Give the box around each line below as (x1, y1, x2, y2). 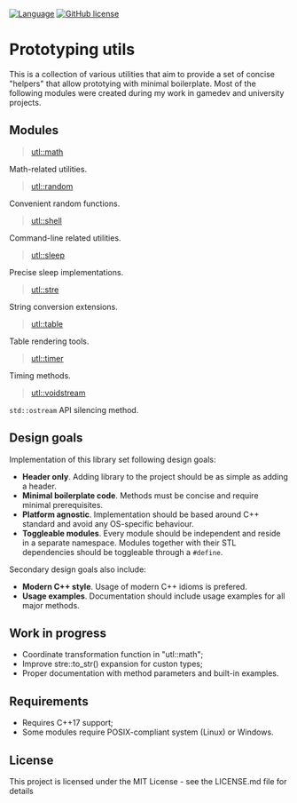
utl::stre (30, 284, 59, 295)
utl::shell (30, 215, 62, 226)
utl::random (30, 180, 74, 191)
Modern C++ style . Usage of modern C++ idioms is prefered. (21, 581, 248, 592)
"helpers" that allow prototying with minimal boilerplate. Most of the (9, 78, 257, 89)
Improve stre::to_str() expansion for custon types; (21, 658, 203, 670)
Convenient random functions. (9, 198, 121, 209)
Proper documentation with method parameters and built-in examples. (21, 668, 279, 679)
